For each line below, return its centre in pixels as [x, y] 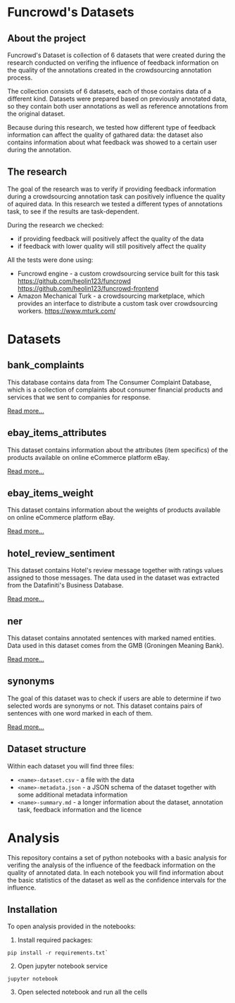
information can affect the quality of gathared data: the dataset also [105, 135]
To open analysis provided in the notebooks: [71, 926]
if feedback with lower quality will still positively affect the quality [112, 246]
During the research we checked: [56, 225]
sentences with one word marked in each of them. [80, 713]
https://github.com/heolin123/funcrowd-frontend [88, 288]
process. [20, 77]
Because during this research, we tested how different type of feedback [112, 127]
